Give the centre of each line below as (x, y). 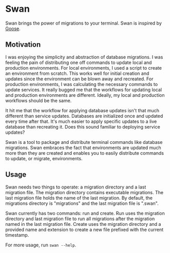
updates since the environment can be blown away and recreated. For (79, 79)
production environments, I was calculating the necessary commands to (82, 84)
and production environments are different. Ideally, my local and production (85, 95)
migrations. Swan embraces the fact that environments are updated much (83, 147)
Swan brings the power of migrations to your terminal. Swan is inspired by (83, 23)
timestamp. (17, 235)
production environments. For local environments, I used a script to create (83, 68)
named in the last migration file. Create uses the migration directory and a (83, 224)
